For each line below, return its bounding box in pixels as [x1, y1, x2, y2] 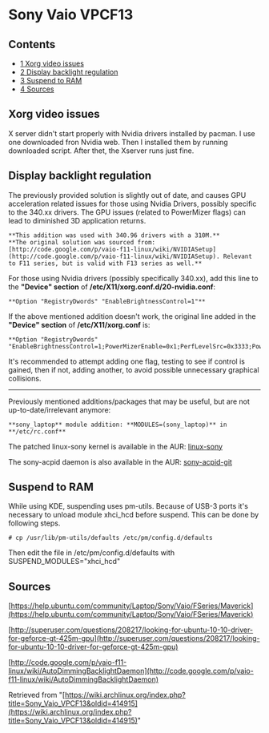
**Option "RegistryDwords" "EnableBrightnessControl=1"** [8, 297, 206, 305]
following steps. [8, 518, 61, 528]
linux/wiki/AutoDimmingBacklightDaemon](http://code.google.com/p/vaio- [8, 667, 254, 676]
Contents [8, 38, 56, 51]
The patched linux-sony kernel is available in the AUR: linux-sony [8, 441, 223, 451]
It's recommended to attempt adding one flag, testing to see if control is [8, 356, 246, 366]
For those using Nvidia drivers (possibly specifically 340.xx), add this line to [8, 273, 259, 283]
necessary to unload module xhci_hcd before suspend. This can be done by [8, 510, 259, 520]
